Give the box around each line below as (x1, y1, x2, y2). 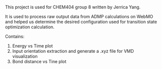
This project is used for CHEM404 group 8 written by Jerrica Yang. (5, 4, 141, 10)
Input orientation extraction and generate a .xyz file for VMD (12, 48, 134, 54)
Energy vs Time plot (12, 43, 53, 48)
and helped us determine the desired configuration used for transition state (5, 19, 157, 24)
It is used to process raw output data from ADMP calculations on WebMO (5, 14, 153, 19)
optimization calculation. (5, 24, 55, 30)
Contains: (5, 34, 25, 39)
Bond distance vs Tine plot (12, 59, 67, 64)
